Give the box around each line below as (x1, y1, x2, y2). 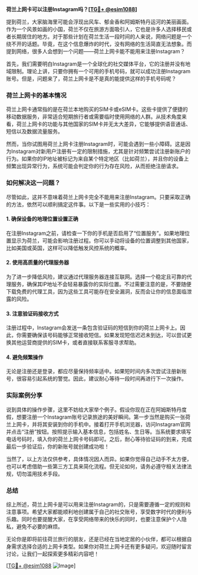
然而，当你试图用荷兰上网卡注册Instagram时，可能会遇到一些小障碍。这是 (6, 141, 186, 148)
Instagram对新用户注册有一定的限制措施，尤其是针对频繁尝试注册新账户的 (11, 148, 190, 155)
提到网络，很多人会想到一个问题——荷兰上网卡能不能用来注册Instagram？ (6, 48, 186, 55)
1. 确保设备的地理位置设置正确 (6, 215, 78, 223)
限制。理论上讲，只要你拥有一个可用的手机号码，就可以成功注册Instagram (11, 68, 190, 74)
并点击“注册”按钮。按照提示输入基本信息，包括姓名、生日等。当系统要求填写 (6, 428, 192, 435)
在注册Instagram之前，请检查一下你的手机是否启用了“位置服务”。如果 (6, 230, 175, 237)
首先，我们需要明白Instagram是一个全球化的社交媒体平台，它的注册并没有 (6, 60, 186, 67)
